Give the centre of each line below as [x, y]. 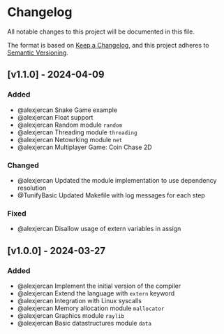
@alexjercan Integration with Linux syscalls [79, 300]
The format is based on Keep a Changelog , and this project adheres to [108, 45]
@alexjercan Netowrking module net [70, 139]
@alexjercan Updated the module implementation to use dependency [117, 180]
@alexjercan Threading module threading [77, 132]
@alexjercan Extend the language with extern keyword [96, 293]
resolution [32, 188]
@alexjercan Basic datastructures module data [84, 323]
